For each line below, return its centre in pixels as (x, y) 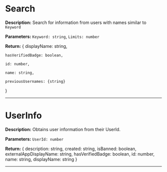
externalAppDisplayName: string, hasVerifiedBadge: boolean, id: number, (80, 154)
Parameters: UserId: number (34, 139)
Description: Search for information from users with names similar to (76, 22)
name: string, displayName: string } (41, 159)
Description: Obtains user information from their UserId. (63, 129)
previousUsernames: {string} (35, 81)
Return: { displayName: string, (36, 46)
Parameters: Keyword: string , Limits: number (52, 36)
